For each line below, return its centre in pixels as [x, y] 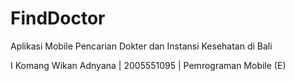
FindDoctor [58, 18]
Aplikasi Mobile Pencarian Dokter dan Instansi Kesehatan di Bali [141, 46]
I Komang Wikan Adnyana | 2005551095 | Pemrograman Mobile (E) [148, 65]
